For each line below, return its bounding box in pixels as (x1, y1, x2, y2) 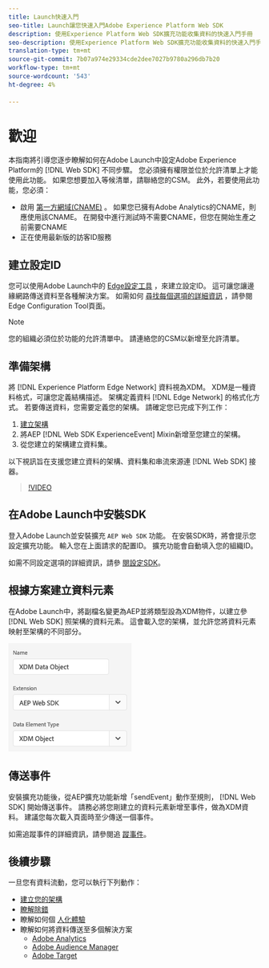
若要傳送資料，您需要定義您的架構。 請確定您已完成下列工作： (23, 402, 230, 413)
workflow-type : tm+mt (8, 64, 81, 72)
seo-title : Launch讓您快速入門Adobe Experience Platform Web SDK (8, 21, 224, 30)
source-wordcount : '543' (8, 72, 91, 80)
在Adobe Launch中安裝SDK (8, 508, 147, 522)
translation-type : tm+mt (8, 47, 91, 55)
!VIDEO (27, 482, 52, 493)
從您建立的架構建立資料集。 (19, 440, 112, 449)
